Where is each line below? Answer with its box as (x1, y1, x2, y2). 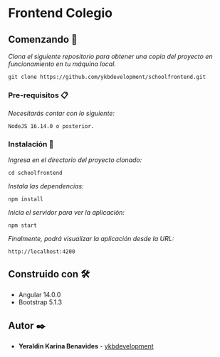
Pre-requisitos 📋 (8, 90, 68, 100)
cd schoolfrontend (8, 169, 63, 176)
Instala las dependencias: (8, 181, 84, 190)
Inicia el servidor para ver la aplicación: (8, 208, 125, 216)
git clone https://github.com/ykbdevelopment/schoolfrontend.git (8, 73, 206, 80)
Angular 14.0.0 (18, 290, 61, 299)
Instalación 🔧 (8, 139, 54, 149)
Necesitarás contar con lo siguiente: (8, 109, 115, 118)
